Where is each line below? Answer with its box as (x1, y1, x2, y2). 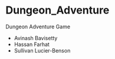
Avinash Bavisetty (14, 34, 58, 41)
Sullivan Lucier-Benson (14, 47, 71, 54)
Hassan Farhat (14, 41, 50, 48)
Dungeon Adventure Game (5, 23, 71, 30)
